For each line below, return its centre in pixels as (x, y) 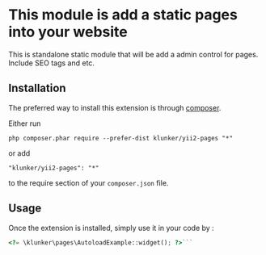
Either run (25, 123)
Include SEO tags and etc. (52, 63)
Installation (37, 88)
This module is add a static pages (123, 15)
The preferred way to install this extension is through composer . (115, 107)
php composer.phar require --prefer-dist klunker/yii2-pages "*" (120, 138)
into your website (68, 32)
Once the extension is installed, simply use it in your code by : (111, 228)
